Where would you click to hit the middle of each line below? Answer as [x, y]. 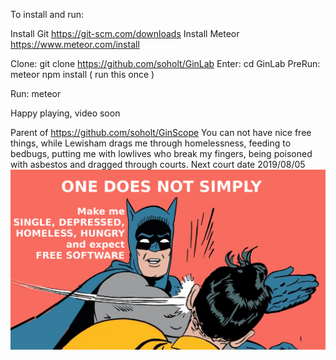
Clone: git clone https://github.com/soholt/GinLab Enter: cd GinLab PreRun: [165, 63]
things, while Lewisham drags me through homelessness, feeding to [151, 143]
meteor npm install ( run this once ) [82, 74]
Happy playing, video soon [65, 113]
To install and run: [47, 14]
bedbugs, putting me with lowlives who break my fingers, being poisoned [161, 153]
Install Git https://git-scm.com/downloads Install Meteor [125, 33]
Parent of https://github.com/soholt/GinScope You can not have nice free [161, 132]
